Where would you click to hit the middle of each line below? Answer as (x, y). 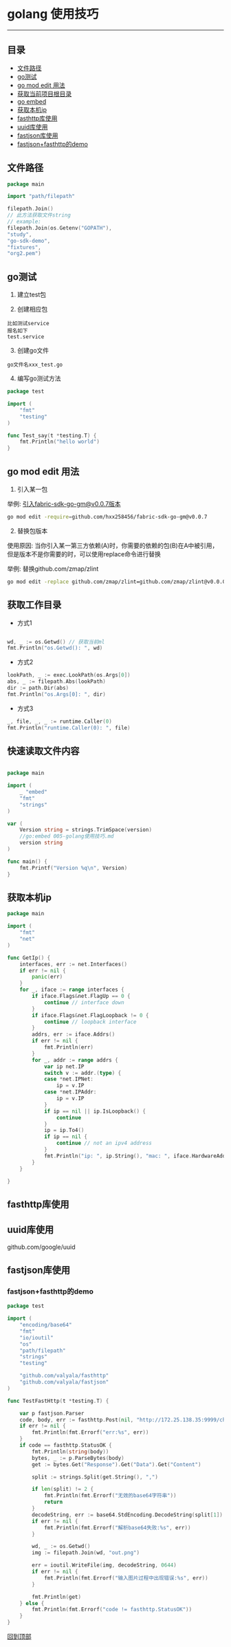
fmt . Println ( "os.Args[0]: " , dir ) (57, 694)
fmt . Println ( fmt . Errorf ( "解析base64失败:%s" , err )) (117, 1527)
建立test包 (32, 295)
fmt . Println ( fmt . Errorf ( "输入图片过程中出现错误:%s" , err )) (126, 1578)
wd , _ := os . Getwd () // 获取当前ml (56, 642)
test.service (26, 337)
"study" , (20, 234)
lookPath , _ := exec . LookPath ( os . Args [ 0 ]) (69, 675)
